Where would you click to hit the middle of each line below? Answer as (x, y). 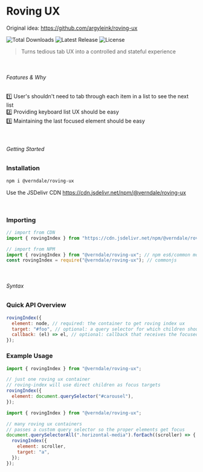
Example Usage (30, 356)
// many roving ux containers (44, 424)
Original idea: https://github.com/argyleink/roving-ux (72, 28)
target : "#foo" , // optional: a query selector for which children (98, 329)
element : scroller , (42, 447)
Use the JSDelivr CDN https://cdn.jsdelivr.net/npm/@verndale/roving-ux (96, 192)
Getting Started (25, 149)
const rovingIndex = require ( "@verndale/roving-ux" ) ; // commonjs (92, 260)
